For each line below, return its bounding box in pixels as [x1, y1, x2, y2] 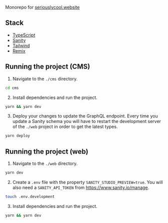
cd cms [5, 85, 19, 90]
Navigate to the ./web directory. [12, 160, 78, 166]
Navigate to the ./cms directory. [12, 75, 78, 81]
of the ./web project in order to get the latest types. [12, 123, 118, 129]
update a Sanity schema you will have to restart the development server [12, 118, 161, 124]
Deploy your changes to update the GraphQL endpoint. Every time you [12, 113, 158, 119]
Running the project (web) [5, 147, 89, 155]
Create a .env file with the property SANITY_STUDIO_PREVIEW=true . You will [12, 179, 163, 185]
